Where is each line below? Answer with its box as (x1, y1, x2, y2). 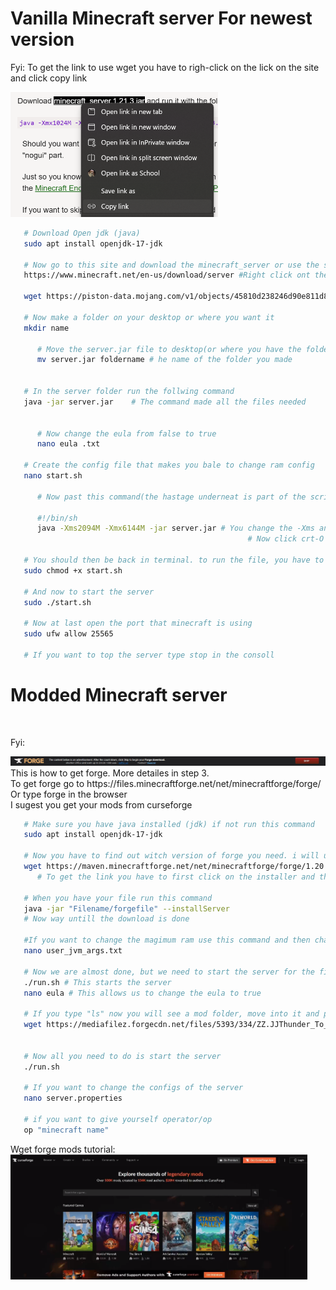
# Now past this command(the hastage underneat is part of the (36, 492, 307, 502)
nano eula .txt (36, 439, 101, 449)
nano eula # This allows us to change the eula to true (23, 988, 262, 998)
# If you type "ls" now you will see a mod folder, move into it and (23, 1009, 320, 1019)
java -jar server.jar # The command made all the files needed (23, 397, 307, 407)
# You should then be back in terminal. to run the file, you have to (23, 555, 325, 566)
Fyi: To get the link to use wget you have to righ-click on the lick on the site (10, 61, 320, 73)
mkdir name (23, 323, 70, 333)
